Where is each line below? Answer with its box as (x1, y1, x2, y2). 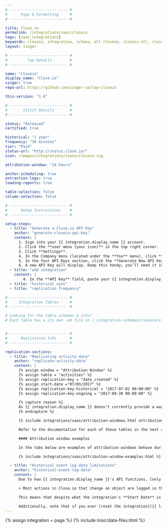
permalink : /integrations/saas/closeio (5, 30, 88, 35)
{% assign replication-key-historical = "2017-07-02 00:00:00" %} (18, 386, 159, 391)
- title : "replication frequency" (9, 286, 81, 291)
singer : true (5, 81, 32, 86)
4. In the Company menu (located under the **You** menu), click (18, 254, 157, 259)
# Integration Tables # (5, 299, 72, 305)
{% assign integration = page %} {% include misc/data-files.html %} (5, 518, 145, 524)
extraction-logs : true (5, 176, 52, 181)
